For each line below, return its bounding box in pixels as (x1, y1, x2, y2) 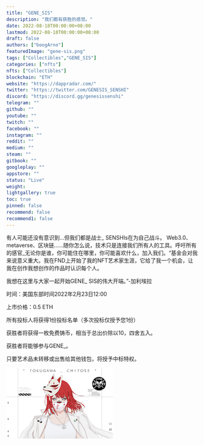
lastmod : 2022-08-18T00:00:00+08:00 (6, 29, 99, 35)
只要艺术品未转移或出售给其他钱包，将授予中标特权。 (6, 355, 140, 362)
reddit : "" (6, 138, 34, 144)
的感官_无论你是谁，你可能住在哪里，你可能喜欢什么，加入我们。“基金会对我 (6, 249, 198, 256)
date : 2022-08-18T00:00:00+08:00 (6, 23, 91, 29)
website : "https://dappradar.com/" (6, 80, 97, 87)
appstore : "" (6, 171, 40, 177)
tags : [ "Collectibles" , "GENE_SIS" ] (6, 55, 97, 61)
